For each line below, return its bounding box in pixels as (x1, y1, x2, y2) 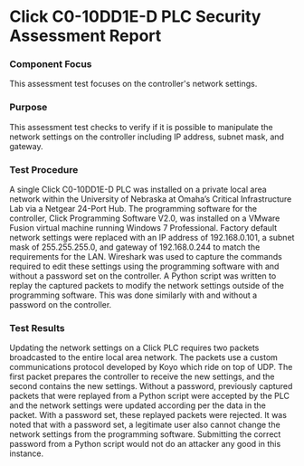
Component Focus (9, 58, 92, 71)
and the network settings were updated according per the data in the (9, 400, 267, 411)
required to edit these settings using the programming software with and (9, 261, 280, 272)
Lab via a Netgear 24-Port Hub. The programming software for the (9, 204, 258, 214)
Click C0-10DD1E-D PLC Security (9, 6, 261, 27)
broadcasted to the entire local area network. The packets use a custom (9, 352, 279, 363)
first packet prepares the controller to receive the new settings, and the (9, 371, 275, 382)
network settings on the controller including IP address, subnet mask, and (9, 131, 285, 142)
